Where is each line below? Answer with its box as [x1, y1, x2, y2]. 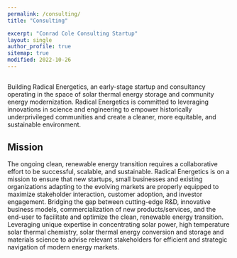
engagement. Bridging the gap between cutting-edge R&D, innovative [7, 198, 211, 206]
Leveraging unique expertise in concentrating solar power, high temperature [7, 220, 230, 229]
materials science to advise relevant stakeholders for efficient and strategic [7, 235, 228, 244]
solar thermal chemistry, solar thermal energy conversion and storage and [7, 228, 224, 237]
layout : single [7, 36, 53, 43]
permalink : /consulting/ [7, 10, 81, 18]
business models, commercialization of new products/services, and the [7, 205, 216, 214]
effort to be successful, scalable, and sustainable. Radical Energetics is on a [7, 168, 230, 176]
